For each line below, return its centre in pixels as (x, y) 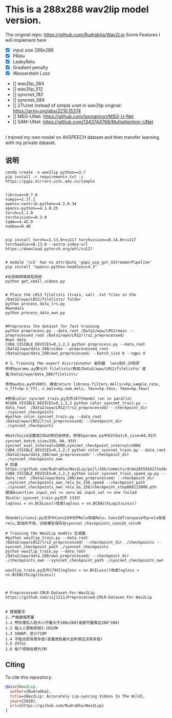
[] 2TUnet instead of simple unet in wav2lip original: (67, 105)
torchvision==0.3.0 (26, 218)
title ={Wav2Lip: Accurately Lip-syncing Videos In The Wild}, (78, 696)
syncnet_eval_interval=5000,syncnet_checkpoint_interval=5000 (73, 446)
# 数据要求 (15, 612)
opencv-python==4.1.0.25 (32, 209)
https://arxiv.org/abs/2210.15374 (47, 111)
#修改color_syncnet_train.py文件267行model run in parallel (69, 399)
